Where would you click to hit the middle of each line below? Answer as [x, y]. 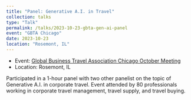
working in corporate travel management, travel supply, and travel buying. [96, 91]
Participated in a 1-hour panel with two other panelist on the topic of [89, 78]
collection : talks [29, 17]
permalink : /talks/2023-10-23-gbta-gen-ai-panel [67, 28]
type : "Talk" [22, 22]
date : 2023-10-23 [27, 39]
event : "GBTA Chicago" [34, 33]
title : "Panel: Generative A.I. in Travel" [60, 11]
